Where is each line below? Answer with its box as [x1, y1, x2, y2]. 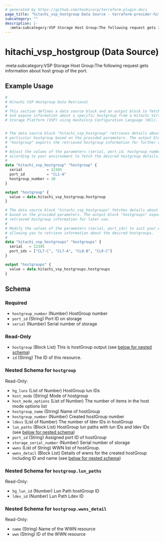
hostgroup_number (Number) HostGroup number [12, 310, 108, 316]
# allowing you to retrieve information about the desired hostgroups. [5, 231, 154, 236]
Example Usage [5, 82, 54, 91]
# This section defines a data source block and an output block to [5, 109, 147, 114]
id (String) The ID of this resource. [12, 354, 82, 360]
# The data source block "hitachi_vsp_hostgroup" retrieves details [5, 131, 147, 136]
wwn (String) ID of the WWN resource [12, 531, 86, 537]
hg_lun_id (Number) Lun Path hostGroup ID [12, 488, 100, 494]
